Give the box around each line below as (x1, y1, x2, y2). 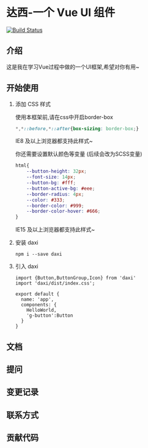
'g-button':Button (26, 312, 73, 319)
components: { (21, 302, 57, 308)
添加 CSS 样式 (15, 100, 51, 107)
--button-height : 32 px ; (26, 168, 87, 175)
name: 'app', (21, 296, 54, 303)
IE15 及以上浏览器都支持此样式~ (15, 226, 95, 233)
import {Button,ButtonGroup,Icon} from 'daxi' (15, 275, 136, 281)
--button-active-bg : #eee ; (26, 185, 95, 191)
